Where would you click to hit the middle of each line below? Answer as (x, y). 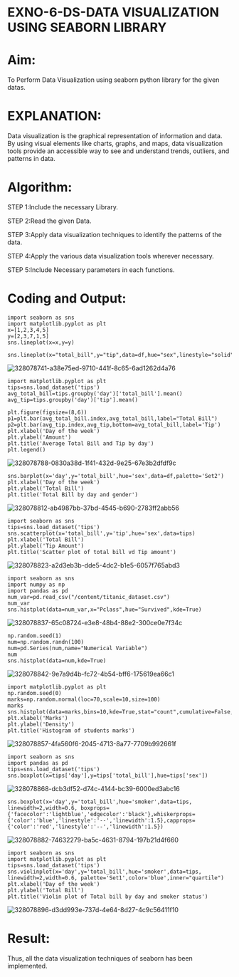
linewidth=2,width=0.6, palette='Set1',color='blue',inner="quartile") (116, 878)
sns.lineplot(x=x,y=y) (41, 343)
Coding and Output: (67, 299)
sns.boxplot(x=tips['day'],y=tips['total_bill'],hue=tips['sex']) (108, 775)
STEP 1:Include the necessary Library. (63, 207)
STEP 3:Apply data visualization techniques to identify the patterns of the (115, 235)
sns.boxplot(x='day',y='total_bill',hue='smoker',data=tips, (100, 802)
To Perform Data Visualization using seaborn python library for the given (113, 80)
